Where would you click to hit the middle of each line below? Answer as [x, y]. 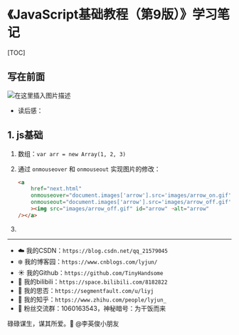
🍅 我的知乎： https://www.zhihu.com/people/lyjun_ [92, 299]
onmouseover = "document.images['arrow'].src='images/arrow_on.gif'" [133, 196]
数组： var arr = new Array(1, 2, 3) [72, 153]
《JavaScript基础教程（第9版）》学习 [112, 15]
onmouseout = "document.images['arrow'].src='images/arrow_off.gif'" [133, 202]
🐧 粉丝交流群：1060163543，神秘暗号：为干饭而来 [91, 308]
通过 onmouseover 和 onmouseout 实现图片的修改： [89, 169]
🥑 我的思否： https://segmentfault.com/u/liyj [86, 290]
